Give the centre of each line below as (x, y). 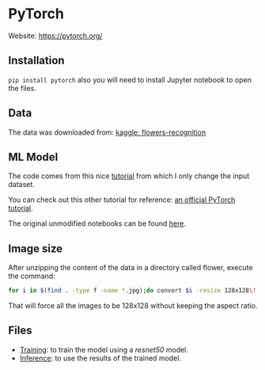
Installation (36, 61)
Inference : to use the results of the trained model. (100, 358)
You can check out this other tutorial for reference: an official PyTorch (122, 200)
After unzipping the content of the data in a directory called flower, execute (131, 268)
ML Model (33, 156)
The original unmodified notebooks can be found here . (97, 223)
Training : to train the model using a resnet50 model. (104, 349)
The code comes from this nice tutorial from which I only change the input (129, 176)
